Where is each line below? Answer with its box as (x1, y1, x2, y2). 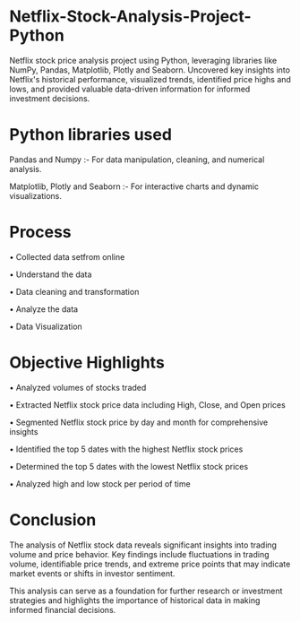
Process (9, 222, 72, 243)
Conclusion (9, 509, 97, 530)
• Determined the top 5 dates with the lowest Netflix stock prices (9, 461, 249, 471)
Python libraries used (9, 125, 173, 145)
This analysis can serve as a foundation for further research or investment (9, 585, 283, 596)
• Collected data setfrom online (9, 251, 125, 262)
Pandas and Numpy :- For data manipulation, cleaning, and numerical (9, 154, 265, 165)
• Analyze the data (9, 303, 79, 315)
